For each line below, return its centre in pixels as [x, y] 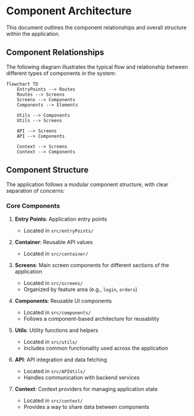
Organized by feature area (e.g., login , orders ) [80, 289]
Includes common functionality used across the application [96, 348]
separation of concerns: [36, 190]
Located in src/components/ [57, 312]
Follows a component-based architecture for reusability [91, 318]
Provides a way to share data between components [86, 406]
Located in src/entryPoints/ [58, 230]
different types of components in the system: [61, 73]
